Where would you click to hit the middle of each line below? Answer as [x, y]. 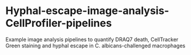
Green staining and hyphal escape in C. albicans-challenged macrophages [95, 46]
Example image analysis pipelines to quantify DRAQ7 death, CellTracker [92, 39]
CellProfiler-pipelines [59, 23]
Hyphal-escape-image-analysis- [87, 11]
